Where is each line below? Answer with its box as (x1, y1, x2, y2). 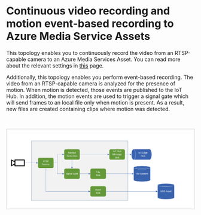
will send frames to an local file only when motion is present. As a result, (6, 99, 184, 106)
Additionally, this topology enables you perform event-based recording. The (6, 73, 193, 81)
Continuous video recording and (6, 4, 170, 18)
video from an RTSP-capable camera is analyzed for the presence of (6, 79, 175, 87)
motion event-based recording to (6, 17, 174, 30)
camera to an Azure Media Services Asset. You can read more (27, 56, 181, 63)
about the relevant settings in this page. (6, 62, 104, 69)
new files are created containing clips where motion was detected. (6, 105, 170, 112)
